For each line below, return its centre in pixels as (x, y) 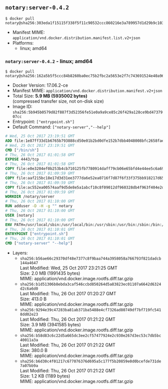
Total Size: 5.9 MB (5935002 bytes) (50, 96)
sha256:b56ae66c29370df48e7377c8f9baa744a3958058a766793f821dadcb (90, 259)
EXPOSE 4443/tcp (22, 159)
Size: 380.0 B (34, 350)
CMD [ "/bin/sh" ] (22, 150)
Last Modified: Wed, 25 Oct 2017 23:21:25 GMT (68, 268)
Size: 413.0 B (33, 299)
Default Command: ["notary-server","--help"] (61, 127)
